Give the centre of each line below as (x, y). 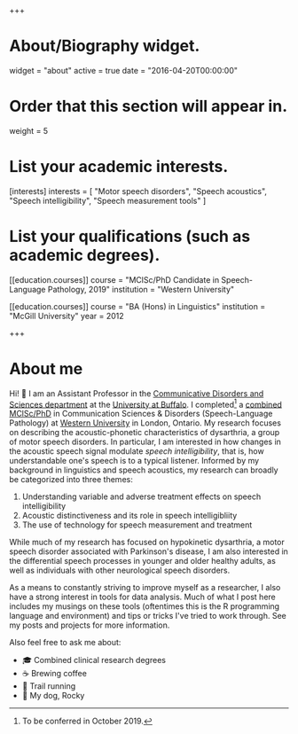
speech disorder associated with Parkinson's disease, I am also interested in (149, 551)
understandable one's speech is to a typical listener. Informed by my (134, 461)
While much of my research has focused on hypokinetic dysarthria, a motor (147, 543)
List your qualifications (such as (130, 237)
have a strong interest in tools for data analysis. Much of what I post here (143, 597)
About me (46, 368)
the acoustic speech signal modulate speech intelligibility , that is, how (137, 451)
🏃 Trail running (49, 686)
